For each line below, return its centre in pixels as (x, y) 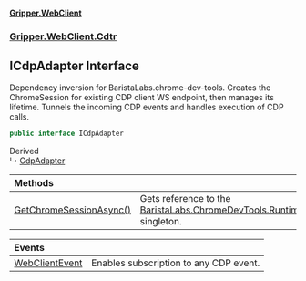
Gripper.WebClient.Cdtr (63, 36)
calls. (20, 117)
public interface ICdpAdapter (67, 134)
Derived (24, 151)
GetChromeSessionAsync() (73, 210)
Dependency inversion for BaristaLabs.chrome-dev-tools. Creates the (140, 88)
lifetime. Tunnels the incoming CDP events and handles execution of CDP (147, 107)
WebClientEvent (48, 263)
